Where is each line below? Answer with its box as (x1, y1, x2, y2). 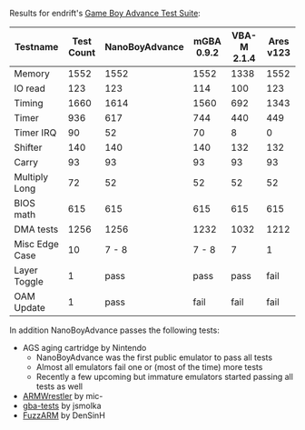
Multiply (14, 171, 48, 183)
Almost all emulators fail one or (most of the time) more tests (35, 362, 263, 372)
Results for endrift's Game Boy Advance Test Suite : (9, 8, 202, 18)
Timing (14, 97, 44, 109)
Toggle (14, 275, 44, 287)
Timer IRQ (14, 126, 57, 139)
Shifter (14, 141, 43, 154)
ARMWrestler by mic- (22, 391, 103, 401)
